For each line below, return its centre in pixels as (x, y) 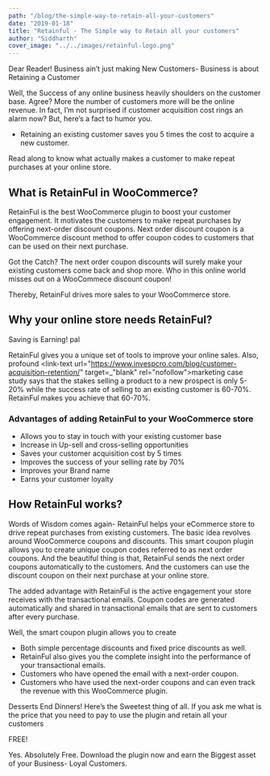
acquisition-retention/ (44, 372)
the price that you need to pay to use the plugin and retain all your (118, 715)
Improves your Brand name (65, 471)
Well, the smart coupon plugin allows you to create (93, 632)
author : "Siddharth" (43, 38)
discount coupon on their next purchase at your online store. (109, 575)
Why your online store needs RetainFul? (110, 320)
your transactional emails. (63, 665)
